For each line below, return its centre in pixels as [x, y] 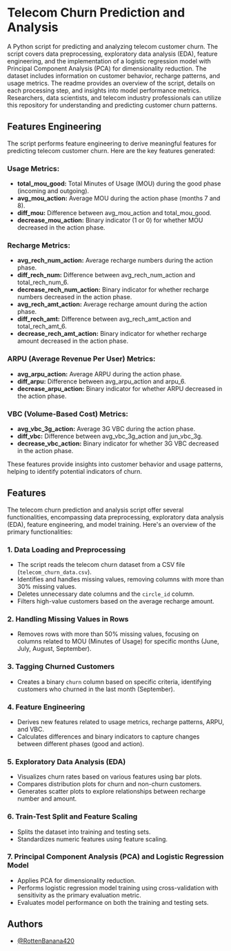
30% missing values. [47, 587]
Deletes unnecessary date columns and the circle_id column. [106, 594]
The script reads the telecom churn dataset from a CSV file [101, 565]
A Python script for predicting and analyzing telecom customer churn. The [113, 46]
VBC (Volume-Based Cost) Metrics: [68, 414]
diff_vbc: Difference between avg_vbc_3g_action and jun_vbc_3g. [110, 436]
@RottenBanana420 [46, 941]
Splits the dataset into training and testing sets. [84, 832]
